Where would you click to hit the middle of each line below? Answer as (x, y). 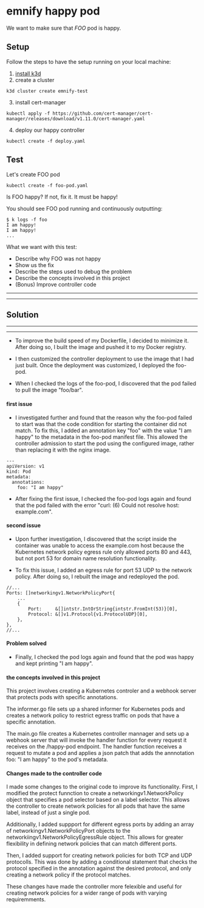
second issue (24, 526)
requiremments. (26, 900)
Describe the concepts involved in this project (73, 278)
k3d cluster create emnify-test (47, 91)
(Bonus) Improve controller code (56, 284)
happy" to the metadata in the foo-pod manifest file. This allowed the (101, 437)
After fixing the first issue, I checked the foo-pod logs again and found (103, 498)
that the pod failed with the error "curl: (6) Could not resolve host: (97, 505)
